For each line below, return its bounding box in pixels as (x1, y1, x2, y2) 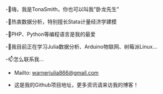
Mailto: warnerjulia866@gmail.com (14, 69, 99, 76)
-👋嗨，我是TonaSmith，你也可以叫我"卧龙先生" (5, 6, 119, 12)
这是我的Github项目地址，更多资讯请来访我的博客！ (14, 82, 139, 88)
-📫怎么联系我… (5, 56, 44, 62)
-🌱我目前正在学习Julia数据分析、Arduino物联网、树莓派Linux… (5, 43, 157, 50)
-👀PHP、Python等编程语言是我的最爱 (5, 31, 96, 38)
